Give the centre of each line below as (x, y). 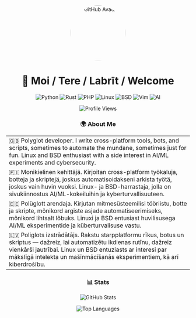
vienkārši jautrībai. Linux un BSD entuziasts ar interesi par (88, 249)
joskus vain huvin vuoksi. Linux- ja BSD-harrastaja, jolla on (90, 187)
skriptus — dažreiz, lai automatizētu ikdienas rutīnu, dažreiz (90, 242)
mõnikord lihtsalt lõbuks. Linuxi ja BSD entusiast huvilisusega (92, 218)
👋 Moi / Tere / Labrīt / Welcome (98, 81)
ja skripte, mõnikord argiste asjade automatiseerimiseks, (86, 211)
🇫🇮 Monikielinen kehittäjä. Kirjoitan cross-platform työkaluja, (93, 172)
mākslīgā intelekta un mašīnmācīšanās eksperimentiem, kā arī (94, 257)
